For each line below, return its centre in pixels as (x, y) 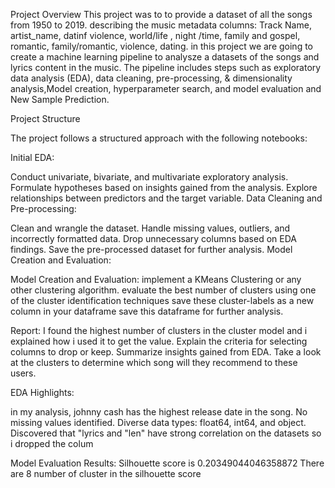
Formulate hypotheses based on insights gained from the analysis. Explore (164, 187)
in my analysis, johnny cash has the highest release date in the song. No (159, 412)
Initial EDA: (32, 157)
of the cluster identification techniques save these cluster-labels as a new (162, 300)
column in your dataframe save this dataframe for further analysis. (147, 311)
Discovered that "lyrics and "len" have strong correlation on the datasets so (166, 433)
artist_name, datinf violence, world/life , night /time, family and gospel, (155, 35)
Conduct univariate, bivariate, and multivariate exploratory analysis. (149, 177)
